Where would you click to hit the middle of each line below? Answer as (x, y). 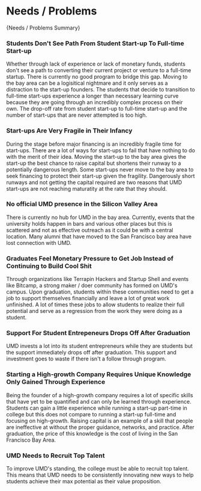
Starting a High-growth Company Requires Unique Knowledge (99, 374)
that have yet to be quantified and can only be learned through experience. (99, 401)
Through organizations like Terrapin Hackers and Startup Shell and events (97, 279)
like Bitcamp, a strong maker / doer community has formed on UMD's (92, 286)
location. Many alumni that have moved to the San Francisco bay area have (99, 236)
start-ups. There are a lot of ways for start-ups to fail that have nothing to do (101, 150)
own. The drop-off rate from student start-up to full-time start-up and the (97, 109)
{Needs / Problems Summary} (43, 28)
